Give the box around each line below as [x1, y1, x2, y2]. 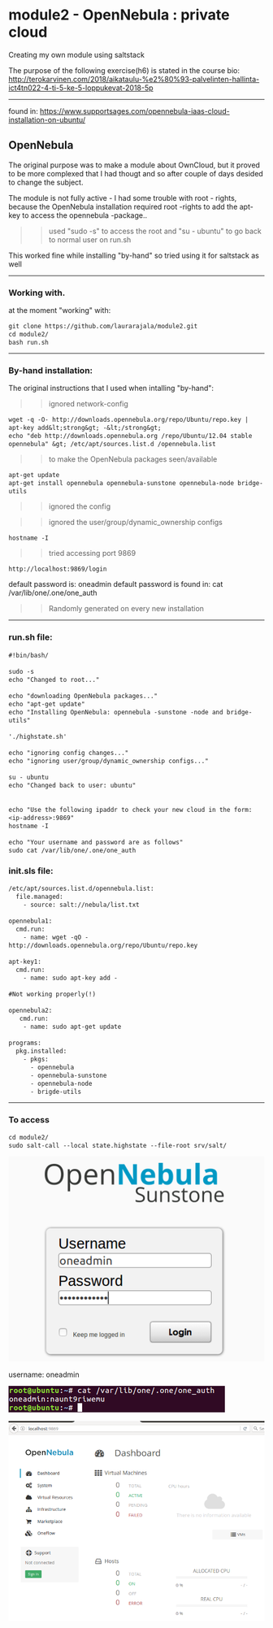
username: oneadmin [8, 1370, 80, 1379]
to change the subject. [8, 177, 84, 187]
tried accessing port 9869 [48, 549, 136, 558]
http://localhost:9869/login [8, 565, 107, 574]
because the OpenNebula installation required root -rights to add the [8, 202, 238, 211]
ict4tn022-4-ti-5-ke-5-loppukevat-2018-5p [8, 83, 154, 93]
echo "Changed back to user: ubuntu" [8, 781, 136, 789]
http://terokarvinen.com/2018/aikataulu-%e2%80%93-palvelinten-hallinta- [8, 74, 260, 84]
